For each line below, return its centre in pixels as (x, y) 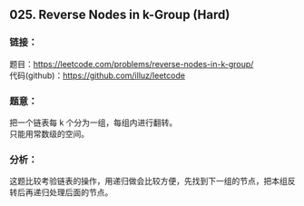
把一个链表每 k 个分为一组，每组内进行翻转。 (93, 123)
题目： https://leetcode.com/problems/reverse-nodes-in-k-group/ (132, 64)
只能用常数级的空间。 (49, 133)
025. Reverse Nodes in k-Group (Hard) (120, 15)
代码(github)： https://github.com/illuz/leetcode (98, 75)
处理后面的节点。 (81, 192)
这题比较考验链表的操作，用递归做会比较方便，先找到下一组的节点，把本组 (148, 181)
